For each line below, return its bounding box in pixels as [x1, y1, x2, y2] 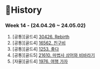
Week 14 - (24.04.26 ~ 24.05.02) [5, 22, 86, 29]
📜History [5, 4, 42, 16]
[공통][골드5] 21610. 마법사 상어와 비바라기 [12, 52, 95, 58]
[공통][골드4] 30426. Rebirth [12, 34, 70, 40]
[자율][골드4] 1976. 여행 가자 [12, 59, 68, 65]
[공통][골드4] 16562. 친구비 [12, 40, 66, 46]
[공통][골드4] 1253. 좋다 [12, 46, 59, 52]
